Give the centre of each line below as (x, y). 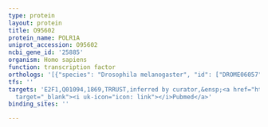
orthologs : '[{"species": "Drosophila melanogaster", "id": (110, 75)
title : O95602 (32, 30)
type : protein (32, 15)
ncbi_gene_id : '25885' (46, 52)
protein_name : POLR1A (44, 38)
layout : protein (35, 23)
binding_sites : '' (39, 104)
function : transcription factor (62, 67)
